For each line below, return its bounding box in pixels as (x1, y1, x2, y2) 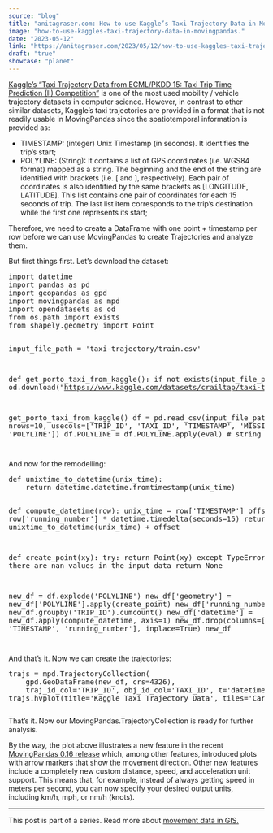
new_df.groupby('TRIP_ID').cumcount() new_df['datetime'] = (8, 607, 253, 617)
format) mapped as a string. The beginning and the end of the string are (19, 164, 262, 174)
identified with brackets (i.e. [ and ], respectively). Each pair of (19, 172, 230, 183)
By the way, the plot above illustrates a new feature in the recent (8, 740, 223, 750)
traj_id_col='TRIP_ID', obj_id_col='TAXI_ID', (25, 685, 214, 695)
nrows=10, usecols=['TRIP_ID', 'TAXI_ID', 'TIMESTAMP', (8, 421, 236, 431)
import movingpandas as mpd (8, 296, 120, 306)
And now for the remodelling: (8, 458, 106, 468)
